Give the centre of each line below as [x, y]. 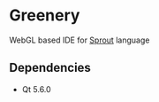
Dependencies [50, 68]
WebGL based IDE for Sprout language [79, 40]
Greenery [45, 16]
